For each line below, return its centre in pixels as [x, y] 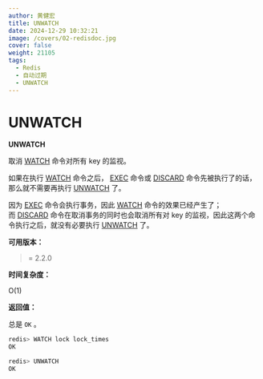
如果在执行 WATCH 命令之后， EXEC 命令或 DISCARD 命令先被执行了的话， [132, 178]
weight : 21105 [32, 53]
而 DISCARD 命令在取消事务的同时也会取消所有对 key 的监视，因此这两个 [128, 215]
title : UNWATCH [34, 23]
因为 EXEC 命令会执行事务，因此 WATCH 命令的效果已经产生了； [115, 205]
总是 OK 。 [25, 325]
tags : [17, 61]
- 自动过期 [31, 75]
